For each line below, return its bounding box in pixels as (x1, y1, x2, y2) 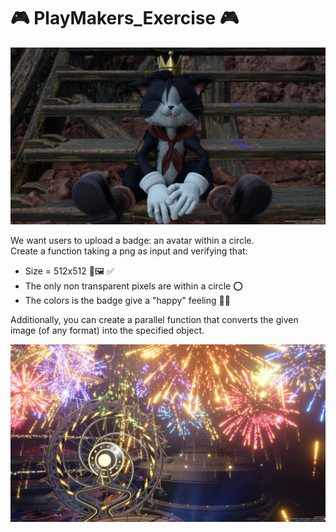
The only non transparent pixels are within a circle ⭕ (24, 280, 243, 292)
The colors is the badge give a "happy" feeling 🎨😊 (24, 295, 231, 307)
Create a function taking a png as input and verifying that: (10, 245, 248, 257)
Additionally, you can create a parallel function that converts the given (10, 314, 299, 326)
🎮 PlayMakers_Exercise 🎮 (10, 7, 240, 30)
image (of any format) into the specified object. (10, 325, 205, 337)
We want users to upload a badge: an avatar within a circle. (10, 235, 255, 247)
